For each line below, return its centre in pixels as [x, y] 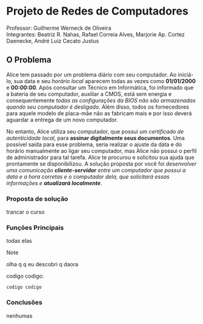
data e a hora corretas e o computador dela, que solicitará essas [88, 177]
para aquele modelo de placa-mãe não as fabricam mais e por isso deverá [99, 113]
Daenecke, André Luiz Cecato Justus [53, 41]
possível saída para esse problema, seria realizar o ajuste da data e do [94, 144]
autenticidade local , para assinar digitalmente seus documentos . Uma [95, 138]
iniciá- [186, 75]
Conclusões [24, 303]
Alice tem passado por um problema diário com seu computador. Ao [92, 75]
